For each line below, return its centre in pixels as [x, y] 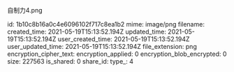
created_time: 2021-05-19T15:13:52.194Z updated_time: [87, 31]
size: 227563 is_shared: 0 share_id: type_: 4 [71, 61]
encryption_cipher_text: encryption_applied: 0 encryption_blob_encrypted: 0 [117, 54]
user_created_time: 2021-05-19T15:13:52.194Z [124, 39]
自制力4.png [25, 10]
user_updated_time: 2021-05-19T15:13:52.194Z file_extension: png [102, 46]
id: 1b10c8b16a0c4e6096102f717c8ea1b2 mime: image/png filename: [106, 24]
